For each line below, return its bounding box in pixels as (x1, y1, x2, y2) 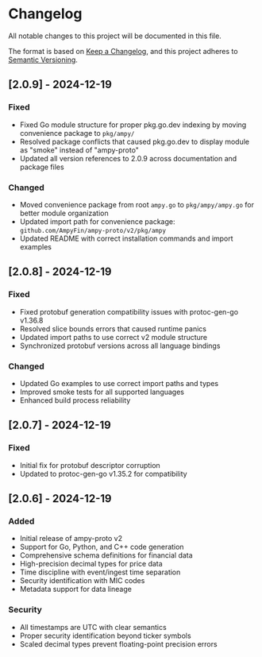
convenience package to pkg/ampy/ (19, 128, 135, 137)
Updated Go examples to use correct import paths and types (19, 378, 219, 388)
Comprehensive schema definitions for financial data (19, 551, 193, 560)
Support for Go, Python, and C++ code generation (19, 542, 184, 552)
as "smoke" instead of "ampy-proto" (19, 145, 139, 155)
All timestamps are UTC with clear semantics (19, 622, 167, 632)
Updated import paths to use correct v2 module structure (19, 332, 208, 342)
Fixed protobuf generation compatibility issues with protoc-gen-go (19, 307, 239, 316)
